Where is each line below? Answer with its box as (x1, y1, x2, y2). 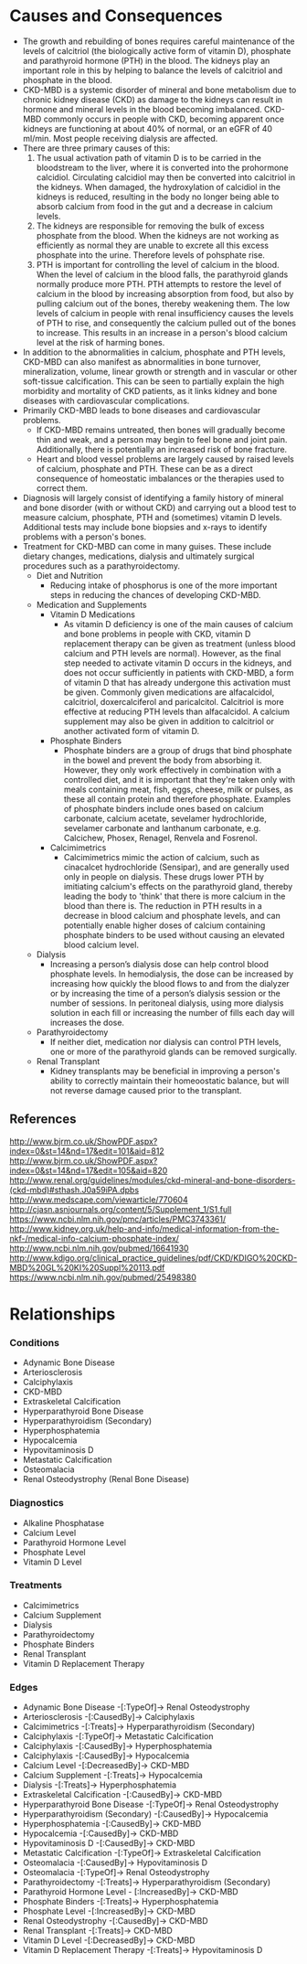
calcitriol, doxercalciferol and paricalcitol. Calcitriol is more (63, 696, 285, 707)
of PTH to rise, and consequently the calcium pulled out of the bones (36, 317, 297, 328)
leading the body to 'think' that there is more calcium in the (63, 891, 286, 902)
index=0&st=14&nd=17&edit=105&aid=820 (9, 1165, 168, 1176)
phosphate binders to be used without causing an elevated (63, 929, 285, 940)
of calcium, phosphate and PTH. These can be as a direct (36, 463, 253, 474)
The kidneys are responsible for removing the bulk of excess (36, 220, 265, 231)
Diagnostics (9, 1497, 64, 1510)
